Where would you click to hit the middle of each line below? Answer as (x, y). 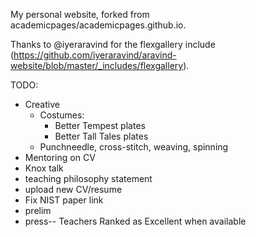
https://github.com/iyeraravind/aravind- (95, 55)
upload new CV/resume (73, 189)
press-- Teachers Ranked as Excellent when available (135, 221)
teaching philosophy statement (88, 178)
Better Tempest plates (100, 125)
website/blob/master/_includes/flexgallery (97, 65)
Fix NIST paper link (64, 200)
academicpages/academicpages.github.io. (98, 25)
